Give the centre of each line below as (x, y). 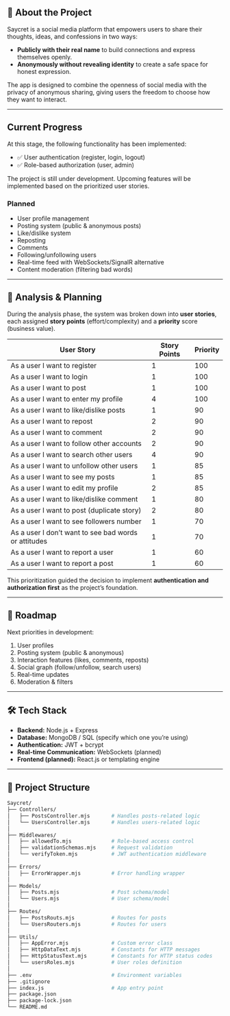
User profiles (35, 645)
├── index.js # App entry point (86, 988)
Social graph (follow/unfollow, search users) (79, 667)
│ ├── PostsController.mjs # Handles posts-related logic (104, 816)
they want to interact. (37, 99)
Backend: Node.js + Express (57, 730)
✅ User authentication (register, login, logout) (81, 157)
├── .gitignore (29, 981)
